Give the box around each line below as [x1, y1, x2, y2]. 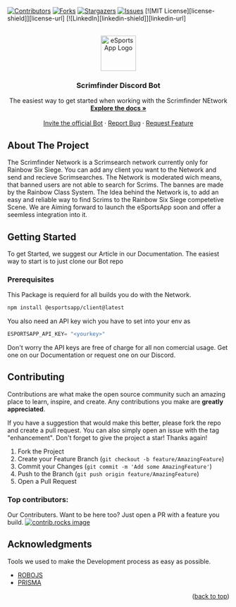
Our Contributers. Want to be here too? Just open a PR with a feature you [7, 511, 220, 519]
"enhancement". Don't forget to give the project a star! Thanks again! [7, 433, 208, 442]
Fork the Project [17, 447, 65, 456]
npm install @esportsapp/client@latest [7, 304, 125, 311]
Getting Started [7, 231, 77, 243]
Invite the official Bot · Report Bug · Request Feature [43, 119, 194, 127]
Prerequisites [7, 275, 54, 284]
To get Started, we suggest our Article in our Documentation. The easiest [7, 249, 220, 258]
